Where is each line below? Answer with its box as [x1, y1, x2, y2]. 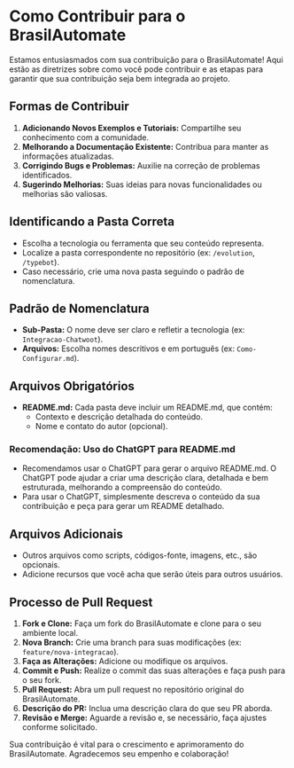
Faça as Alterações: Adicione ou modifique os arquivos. [21, 656, 228, 667]
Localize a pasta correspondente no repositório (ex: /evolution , [21, 247, 255, 258]
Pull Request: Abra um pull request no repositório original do [21, 685, 244, 695]
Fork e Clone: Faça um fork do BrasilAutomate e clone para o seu [21, 618, 261, 629]
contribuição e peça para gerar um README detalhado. [21, 501, 225, 512]
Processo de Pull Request [9, 594, 153, 609]
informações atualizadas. [21, 151, 114, 161]
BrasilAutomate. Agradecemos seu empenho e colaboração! [9, 748, 229, 759]
